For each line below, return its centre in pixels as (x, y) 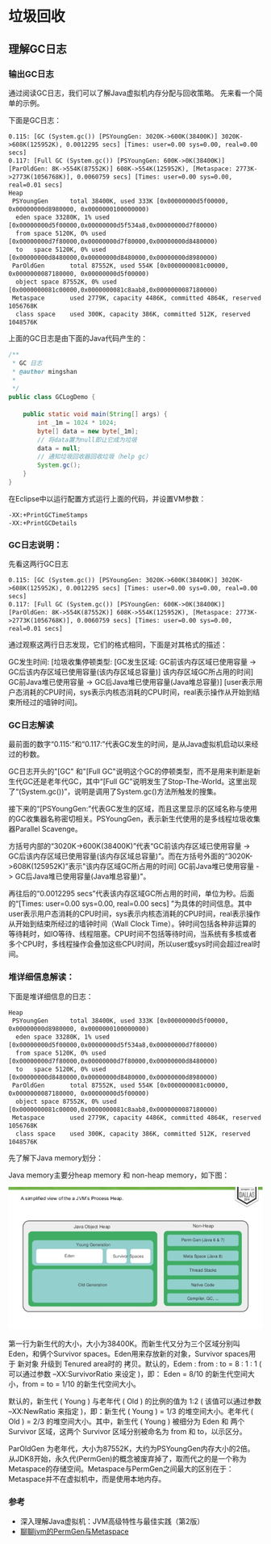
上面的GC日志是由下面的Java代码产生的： (78, 338)
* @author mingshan (45, 371)
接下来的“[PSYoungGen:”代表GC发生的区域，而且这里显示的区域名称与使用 (133, 809)
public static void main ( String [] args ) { (95, 414)
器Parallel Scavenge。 (45, 829)
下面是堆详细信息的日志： (51, 996)
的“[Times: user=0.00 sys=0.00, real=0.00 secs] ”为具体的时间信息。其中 (130, 904)
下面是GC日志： (35, 120)
